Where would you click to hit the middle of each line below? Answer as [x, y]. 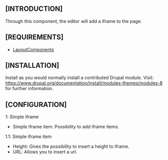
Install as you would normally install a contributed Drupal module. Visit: [79, 78]
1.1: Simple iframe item [29, 137]
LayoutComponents [33, 49]
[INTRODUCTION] [34, 9]
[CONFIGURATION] [36, 104]
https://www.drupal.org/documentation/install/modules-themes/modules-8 [84, 83]
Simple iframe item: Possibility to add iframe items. [66, 127]
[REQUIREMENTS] [34, 37]
